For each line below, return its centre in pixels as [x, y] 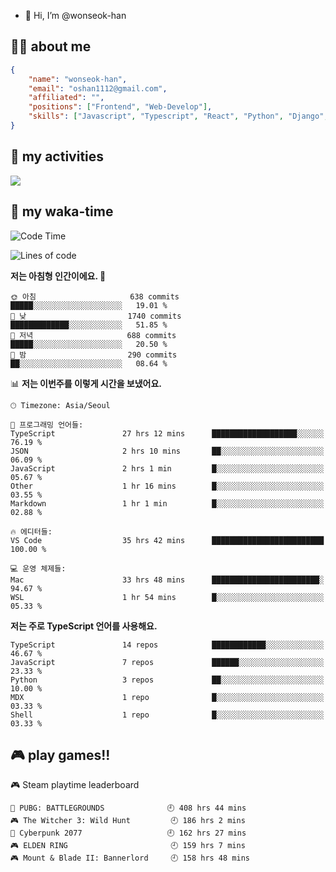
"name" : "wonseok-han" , [78, 79]
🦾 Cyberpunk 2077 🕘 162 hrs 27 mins [128, 833]
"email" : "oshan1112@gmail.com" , [98, 88]
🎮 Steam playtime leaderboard [75, 785]
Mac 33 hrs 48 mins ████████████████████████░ [167, 580]
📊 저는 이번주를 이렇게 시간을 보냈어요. [86, 383]
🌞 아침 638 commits [95, 296]
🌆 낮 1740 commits [96, 316]
